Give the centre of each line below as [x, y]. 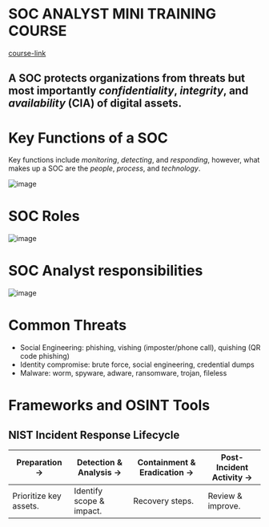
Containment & [167, 463]
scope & [90, 501]
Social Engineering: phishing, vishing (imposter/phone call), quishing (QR [140, 348]
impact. [88, 511]
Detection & [99, 463]
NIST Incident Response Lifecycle [94, 434]
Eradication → [167, 473]
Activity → [232, 477]
